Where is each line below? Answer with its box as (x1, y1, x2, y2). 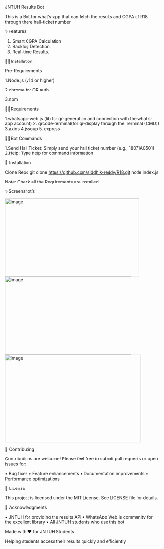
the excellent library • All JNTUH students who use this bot (5, 519, 125, 525)
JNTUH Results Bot (5, 4, 44, 10)
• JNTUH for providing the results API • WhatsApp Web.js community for (5, 514, 153, 519)
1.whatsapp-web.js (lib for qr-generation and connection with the (5, 116, 137, 121)
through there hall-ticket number (5, 19, 71, 25)
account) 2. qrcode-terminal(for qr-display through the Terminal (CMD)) (14, 121, 160, 126)
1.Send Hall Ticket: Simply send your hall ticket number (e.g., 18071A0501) (5, 145, 155, 151)
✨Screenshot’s (5, 188, 35, 194)
